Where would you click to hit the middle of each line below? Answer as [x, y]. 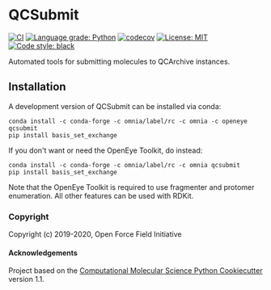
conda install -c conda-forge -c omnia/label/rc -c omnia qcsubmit [125, 165]
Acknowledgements [43, 253]
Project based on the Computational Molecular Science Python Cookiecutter [135, 271]
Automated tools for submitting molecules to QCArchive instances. [119, 61]
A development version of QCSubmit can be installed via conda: [115, 106]
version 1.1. [26, 279]
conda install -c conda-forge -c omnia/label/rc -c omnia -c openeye [128, 121]
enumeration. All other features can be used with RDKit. [101, 195]
